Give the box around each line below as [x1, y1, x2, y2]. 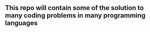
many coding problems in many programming [5, 12, 146, 20]
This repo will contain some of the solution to [5, 4, 144, 12]
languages [5, 19, 38, 27]
